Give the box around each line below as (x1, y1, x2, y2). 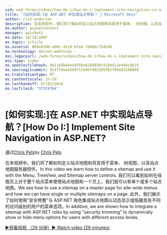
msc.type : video (5, 58, 39, 63)
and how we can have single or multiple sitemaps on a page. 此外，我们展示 (5, 191, 161, 197)
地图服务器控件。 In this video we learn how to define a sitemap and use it (5, 166, 156, 172)
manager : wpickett (5, 30, 43, 35)
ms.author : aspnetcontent (5, 26, 59, 31)
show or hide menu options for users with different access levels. (5, 215, 139, 221)
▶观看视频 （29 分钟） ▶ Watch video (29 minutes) (5, 225, 110, 231)
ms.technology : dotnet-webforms (5, 49, 72, 54)
